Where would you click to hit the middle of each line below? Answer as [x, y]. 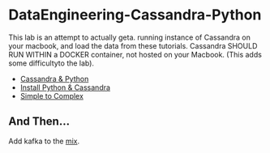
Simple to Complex [51, 96]
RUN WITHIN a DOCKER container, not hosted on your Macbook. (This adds [135, 54]
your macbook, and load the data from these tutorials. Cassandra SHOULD [133, 45]
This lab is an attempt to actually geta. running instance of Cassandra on [130, 37]
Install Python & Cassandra [65, 87]
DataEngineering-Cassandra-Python [135, 15]
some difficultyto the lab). [51, 63]
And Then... [39, 122]
